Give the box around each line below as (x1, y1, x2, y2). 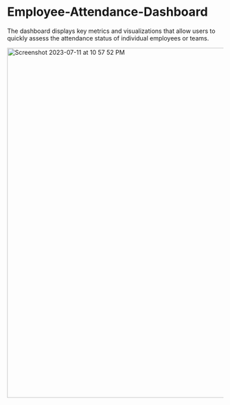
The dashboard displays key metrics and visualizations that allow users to (7, 27, 216, 35)
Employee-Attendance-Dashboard (7, 4, 208, 20)
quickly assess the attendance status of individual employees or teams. (7, 34, 209, 42)
